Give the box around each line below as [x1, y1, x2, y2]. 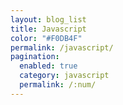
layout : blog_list [10, 14, 87, 25]
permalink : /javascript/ [10, 42, 114, 53]
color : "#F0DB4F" [10, 33, 83, 43]
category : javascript [19, 71, 110, 81]
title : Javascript [10, 24, 87, 34]
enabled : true [19, 61, 78, 71]
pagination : [10, 52, 60, 62]
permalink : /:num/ [19, 80, 97, 90]
